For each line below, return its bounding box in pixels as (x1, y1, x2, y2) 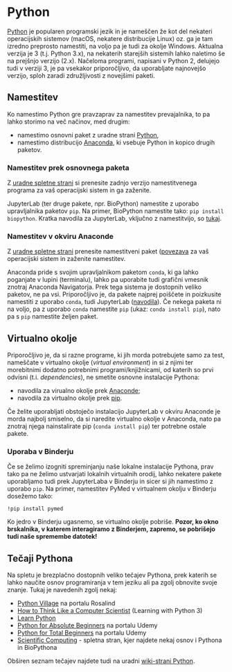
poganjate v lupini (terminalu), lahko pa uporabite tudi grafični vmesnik (7, 276, 209, 284)
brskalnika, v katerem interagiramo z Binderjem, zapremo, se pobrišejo (7, 525, 216, 533)
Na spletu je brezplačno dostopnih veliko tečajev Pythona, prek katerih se (7, 571, 217, 580)
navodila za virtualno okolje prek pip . (17, 394, 123, 403)
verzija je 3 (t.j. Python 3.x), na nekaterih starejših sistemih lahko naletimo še (7, 49, 225, 58)
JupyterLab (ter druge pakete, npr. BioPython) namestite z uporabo (7, 199, 199, 208)
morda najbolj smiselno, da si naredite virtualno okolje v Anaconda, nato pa (7, 414, 222, 423)
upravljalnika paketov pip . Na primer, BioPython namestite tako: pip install (7, 207, 224, 215)
